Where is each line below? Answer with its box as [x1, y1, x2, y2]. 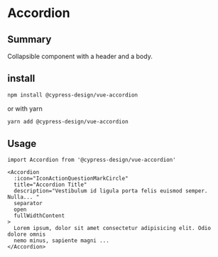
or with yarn [7, 104, 43, 113]
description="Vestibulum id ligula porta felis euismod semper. [13, 187, 208, 195]
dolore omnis [7, 231, 46, 239]
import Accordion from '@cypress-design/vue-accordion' [7, 156, 176, 164]
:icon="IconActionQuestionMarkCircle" [13, 175, 129, 182]
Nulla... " [7, 194, 40, 201]
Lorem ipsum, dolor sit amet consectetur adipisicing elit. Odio [13, 225, 212, 232]
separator [13, 200, 43, 207]
